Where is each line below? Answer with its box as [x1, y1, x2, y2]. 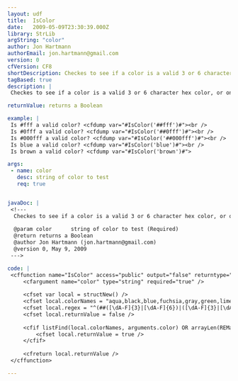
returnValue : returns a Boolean [7, 102, 103, 110]
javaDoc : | [7, 199, 40, 206]
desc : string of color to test [16, 174, 110, 181]
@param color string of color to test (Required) [13, 226, 179, 233]
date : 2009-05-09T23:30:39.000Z [7, 23, 110, 30]
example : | [7, 115, 40, 123]
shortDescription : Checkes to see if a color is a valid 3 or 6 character [7, 69, 233, 76]
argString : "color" [7, 37, 65, 44]
